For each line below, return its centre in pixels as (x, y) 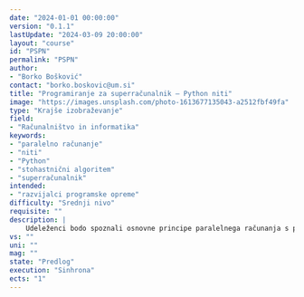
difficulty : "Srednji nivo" (62, 203)
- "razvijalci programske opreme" (75, 195)
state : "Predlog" (42, 262)
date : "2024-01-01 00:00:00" (64, 18)
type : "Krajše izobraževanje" (66, 110)
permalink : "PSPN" (44, 60)
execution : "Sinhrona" (52, 271)
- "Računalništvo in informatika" (75, 128)
